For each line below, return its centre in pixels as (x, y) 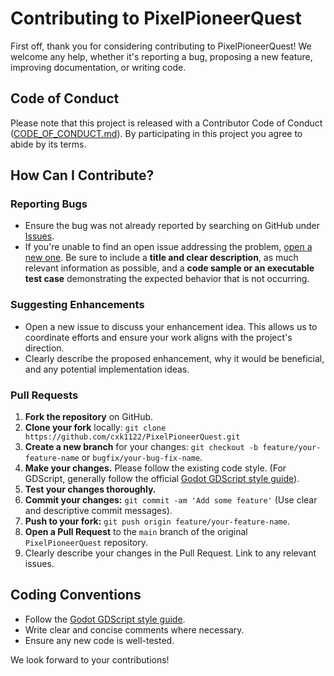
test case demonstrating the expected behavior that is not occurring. (167, 279)
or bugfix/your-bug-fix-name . (142, 458)
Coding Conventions (76, 595)
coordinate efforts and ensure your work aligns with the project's (158, 337)
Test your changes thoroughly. (90, 489)
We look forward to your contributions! (90, 659)
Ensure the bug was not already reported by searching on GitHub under (172, 226)
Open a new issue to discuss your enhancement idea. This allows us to (171, 326)
